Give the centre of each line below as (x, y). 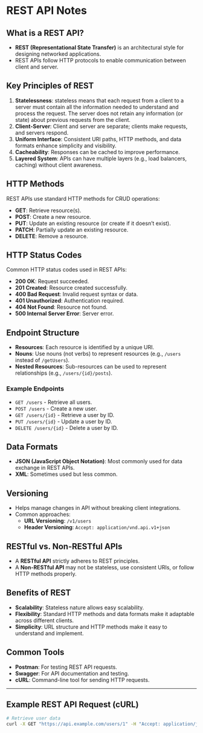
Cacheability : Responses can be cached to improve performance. (97, 152)
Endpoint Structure (43, 333)
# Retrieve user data (34, 718)
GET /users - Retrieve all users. (53, 402)
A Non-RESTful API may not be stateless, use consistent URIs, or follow (105, 567)
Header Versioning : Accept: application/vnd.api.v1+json (97, 527)
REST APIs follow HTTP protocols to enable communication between (100, 60)
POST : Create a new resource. (53, 216)
